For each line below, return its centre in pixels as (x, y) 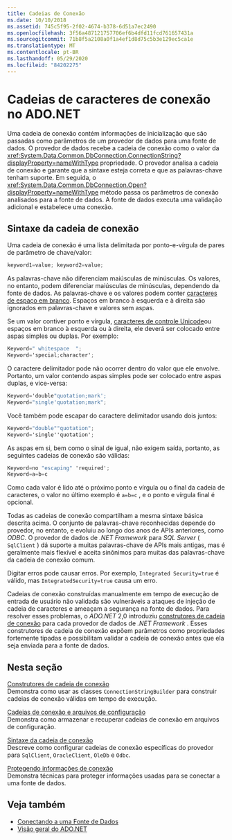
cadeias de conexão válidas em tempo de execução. (82, 699)
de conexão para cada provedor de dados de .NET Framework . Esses (107, 623)
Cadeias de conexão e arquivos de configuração (77, 712)
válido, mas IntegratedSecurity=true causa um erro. (82, 581)
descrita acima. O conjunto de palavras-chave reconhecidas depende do (111, 523)
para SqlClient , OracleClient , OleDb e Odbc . (69, 755)
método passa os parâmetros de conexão (160, 192)
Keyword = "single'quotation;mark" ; (57, 402)
